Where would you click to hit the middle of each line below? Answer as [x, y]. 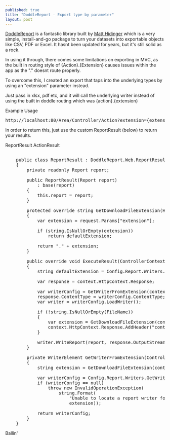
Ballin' [12, 433]
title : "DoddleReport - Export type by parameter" [60, 15]
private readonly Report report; [68, 170]
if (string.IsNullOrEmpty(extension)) [85, 231]
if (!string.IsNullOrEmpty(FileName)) [85, 312]
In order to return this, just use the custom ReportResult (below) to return [81, 130]
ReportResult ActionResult [32, 145]
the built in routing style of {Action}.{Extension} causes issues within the [81, 65]
